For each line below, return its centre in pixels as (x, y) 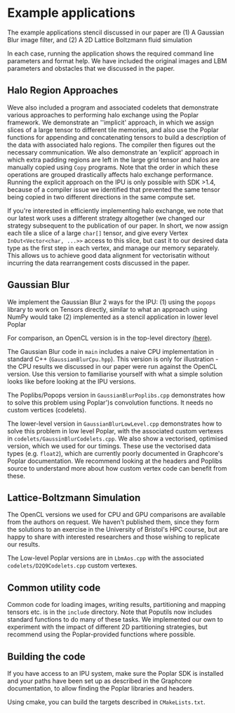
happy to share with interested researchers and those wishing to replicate (114, 537)
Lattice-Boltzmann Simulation (74, 498)
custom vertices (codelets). (47, 410)
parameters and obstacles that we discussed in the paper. (91, 68)
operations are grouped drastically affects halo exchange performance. (110, 174)
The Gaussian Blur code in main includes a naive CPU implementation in (110, 351)
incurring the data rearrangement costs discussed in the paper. (99, 263)
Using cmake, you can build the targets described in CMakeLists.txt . (106, 702)
